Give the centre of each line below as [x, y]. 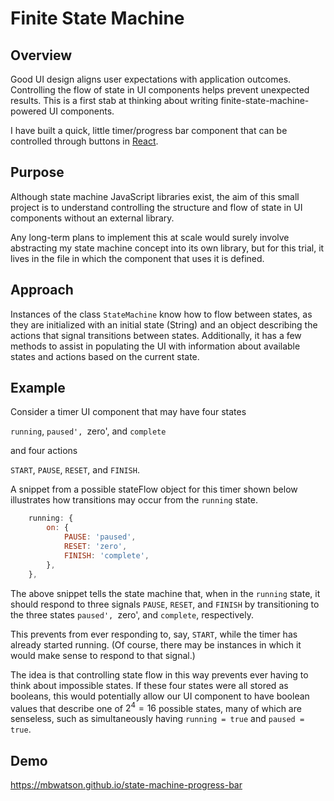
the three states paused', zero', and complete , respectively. [132, 614]
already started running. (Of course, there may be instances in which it [156, 644]
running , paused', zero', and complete [88, 431]
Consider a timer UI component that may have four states [128, 412]
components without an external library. [92, 218]
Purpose [37, 172]
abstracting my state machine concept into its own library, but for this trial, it [167, 248]
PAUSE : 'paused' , [100, 537]
